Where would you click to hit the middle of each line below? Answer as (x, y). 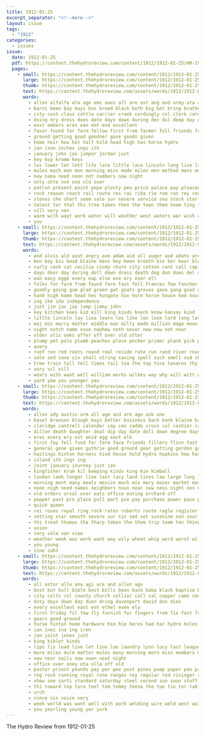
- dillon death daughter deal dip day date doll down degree (108, 431)
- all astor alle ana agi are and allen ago (86, 585)
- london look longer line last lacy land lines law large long (112, 477)
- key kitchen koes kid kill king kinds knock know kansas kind (112, 313)
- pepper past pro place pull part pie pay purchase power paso (112, 500)
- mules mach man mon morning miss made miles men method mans (110, 171)
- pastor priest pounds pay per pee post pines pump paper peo (110, 670)
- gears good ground (54, 619)
